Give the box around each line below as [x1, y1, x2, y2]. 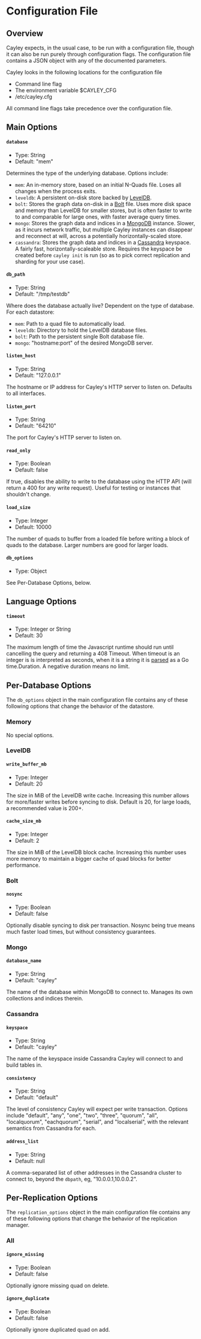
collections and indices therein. [6, 995, 83, 1002]
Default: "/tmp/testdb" [14, 290, 70, 298]
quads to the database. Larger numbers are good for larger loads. [6, 541, 169, 549]
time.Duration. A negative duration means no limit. [6, 663, 130, 670]
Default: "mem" [14, 158, 54, 165]
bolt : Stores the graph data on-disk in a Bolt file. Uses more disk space [14, 200, 191, 207]
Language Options [6, 596, 77, 607]
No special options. [6, 731, 54, 738]
